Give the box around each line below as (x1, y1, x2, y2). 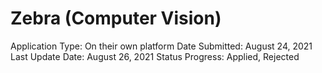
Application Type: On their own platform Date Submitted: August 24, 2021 (10, 40, 313, 52)
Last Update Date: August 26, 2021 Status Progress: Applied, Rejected (10, 50, 300, 62)
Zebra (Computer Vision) (10, 7, 222, 30)
